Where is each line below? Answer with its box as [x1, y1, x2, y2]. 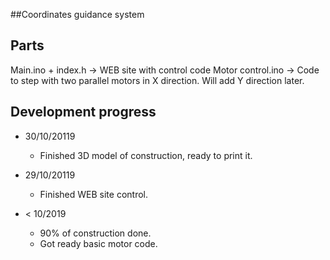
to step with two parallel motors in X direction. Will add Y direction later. [10, 74, 305, 86]
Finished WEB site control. [39, 188, 148, 200]
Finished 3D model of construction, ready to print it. [39, 149, 253, 161]
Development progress [10, 104, 157, 121]
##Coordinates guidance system [10, 9, 145, 20]
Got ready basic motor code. [39, 237, 158, 249]
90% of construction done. [39, 227, 152, 239]
